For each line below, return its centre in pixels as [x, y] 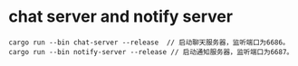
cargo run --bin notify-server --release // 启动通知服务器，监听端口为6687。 [151, 52]
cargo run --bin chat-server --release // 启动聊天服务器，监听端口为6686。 [149, 42]
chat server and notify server [120, 17]
